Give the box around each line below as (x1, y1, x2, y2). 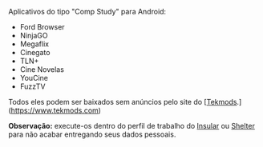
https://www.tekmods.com (10, 105, 99, 115)
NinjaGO (19, 31, 48, 40)
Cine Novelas (19, 65, 64, 74)
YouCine (19, 73, 48, 82)
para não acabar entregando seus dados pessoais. (8, 129, 176, 139)
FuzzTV (19, 81, 46, 91)
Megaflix (19, 39, 50, 49)
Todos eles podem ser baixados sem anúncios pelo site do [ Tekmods (8, 97, 237, 106)
